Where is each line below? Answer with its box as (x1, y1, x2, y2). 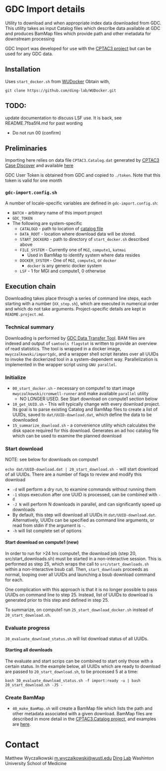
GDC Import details (5, 3, 85, 15)
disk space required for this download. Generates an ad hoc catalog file (12, 428, 159, 434)
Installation (5, 65, 41, 74)
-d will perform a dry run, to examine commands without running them (12, 486, 156, 492)
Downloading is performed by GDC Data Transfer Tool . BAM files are (5, 335, 145, 341)
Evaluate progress (5, 624, 50, 631)
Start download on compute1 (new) (5, 539, 79, 545)
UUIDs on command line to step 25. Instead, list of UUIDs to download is (5, 591, 153, 598)
